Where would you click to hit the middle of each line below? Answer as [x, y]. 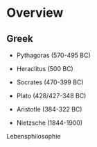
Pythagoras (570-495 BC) [53, 55]
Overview [35, 13]
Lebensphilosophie [34, 136]
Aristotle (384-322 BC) [49, 109]
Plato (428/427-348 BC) [51, 96]
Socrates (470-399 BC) [50, 82]
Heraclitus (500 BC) [45, 69]
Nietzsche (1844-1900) [50, 123]
